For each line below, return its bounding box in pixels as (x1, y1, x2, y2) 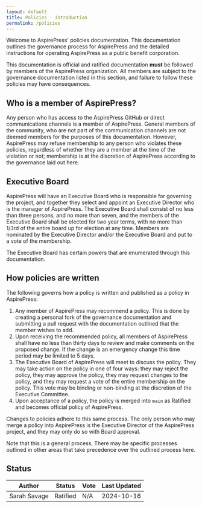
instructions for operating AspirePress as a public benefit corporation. (6, 50, 180, 57)
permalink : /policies (6, 20, 61, 26)
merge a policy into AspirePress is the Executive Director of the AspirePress (6, 421, 195, 429)
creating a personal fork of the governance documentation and (14, 313, 172, 321)
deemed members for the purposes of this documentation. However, (6, 133, 177, 141)
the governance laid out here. (6, 159, 80, 166)
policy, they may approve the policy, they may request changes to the (14, 371, 188, 378)
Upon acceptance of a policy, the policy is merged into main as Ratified (14, 397, 191, 404)
